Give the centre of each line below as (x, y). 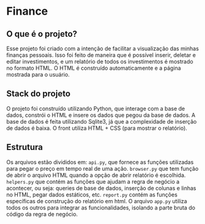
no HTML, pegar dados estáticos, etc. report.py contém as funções (92, 195)
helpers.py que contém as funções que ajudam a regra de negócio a (93, 181)
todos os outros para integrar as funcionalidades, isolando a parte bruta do (101, 207)
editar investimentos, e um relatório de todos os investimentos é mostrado (100, 62)
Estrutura (25, 147)
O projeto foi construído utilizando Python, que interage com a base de (96, 108)
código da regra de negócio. (42, 214)
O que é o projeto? (42, 34)
